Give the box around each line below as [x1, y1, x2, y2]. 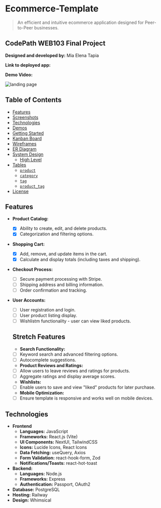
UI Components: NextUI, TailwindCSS [19, 439, 98, 445]
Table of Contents [5, 96, 62, 104]
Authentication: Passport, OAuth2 [19, 481, 91, 487]
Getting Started [12, 130, 44, 136]
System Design [12, 151, 44, 157]
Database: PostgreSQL [12, 487, 60, 493]
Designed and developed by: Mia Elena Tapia [5, 52, 99, 58]
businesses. [34, 24, 59, 30]
